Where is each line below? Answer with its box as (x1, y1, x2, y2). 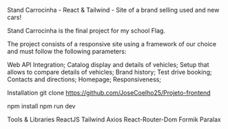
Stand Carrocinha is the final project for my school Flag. (7, 27, 165, 34)
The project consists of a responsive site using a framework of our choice (7, 40, 217, 48)
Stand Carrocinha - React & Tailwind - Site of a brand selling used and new (7, 6, 220, 14)
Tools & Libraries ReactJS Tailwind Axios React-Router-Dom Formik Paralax (7, 115, 222, 123)
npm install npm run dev (7, 102, 76, 110)
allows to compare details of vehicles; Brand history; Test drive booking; (7, 68, 212, 76)
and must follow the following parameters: (7, 48, 127, 55)
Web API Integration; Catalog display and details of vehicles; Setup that (7, 61, 209, 68)
